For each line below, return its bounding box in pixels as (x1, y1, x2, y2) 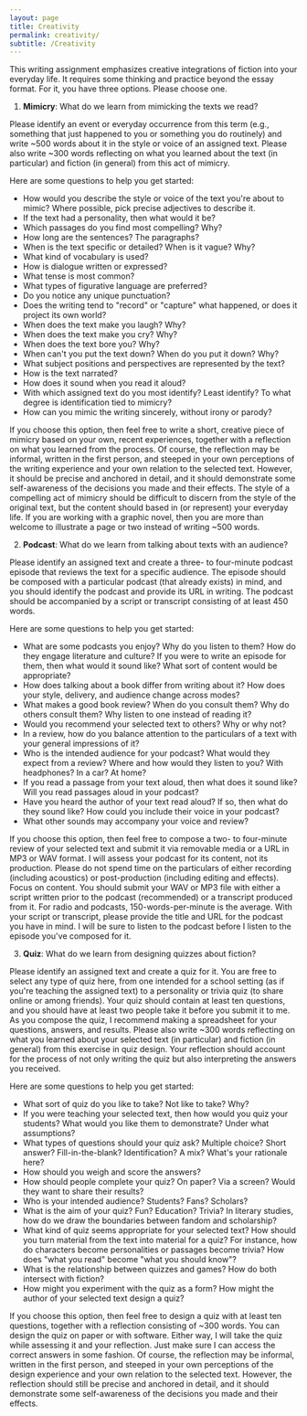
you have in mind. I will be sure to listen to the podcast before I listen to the (9, 921, 292, 932)
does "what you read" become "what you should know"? (22, 1254, 238, 1265)
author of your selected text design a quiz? (22, 1293, 185, 1304)
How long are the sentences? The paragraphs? (22, 232, 199, 243)
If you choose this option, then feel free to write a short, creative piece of (9, 424, 285, 435)
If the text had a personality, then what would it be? (22, 212, 217, 224)
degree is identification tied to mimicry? (22, 397, 172, 408)
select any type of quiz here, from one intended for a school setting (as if (9, 975, 285, 987)
